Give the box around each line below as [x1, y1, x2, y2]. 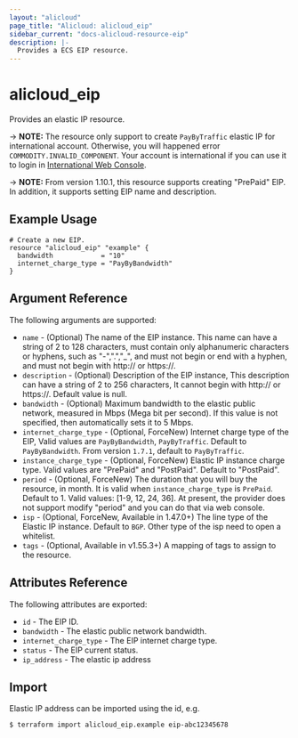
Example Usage [9, 212, 98, 227]
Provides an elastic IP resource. [9, 114, 125, 125]
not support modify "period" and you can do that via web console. [21, 502, 265, 513]
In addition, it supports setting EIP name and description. [9, 186, 217, 197]
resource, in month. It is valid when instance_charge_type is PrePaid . [21, 483, 273, 494]
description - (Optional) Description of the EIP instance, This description [21, 369, 290, 380]
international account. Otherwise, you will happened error [9, 141, 221, 151]
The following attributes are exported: [9, 598, 148, 610]
